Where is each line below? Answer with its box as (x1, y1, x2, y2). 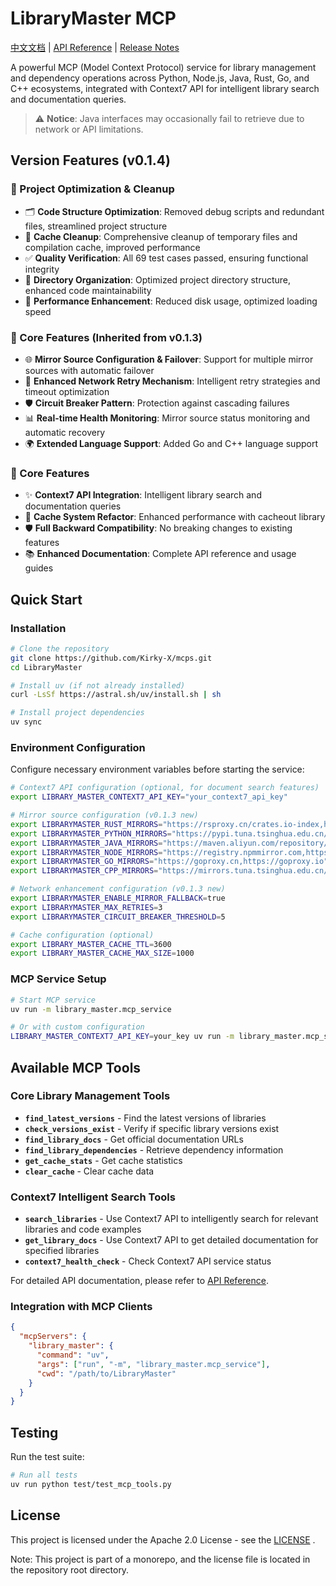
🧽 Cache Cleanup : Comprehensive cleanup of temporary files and (24, 230, 298, 242)
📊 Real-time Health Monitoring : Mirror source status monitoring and (24, 412, 311, 424)
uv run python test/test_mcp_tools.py (10, 1479, 172, 1489)
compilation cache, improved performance (24, 241, 201, 253)
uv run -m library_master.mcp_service (10, 1004, 172, 1014)
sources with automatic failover (24, 364, 155, 376)
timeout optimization (24, 385, 110, 397)
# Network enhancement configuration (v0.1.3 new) (10, 884, 226, 894)
